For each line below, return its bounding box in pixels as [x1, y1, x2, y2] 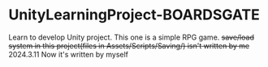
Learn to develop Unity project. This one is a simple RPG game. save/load [8, 32, 254, 42]
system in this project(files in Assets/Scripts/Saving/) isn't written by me [8, 40, 250, 50]
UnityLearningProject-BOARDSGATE [8, 6, 260, 24]
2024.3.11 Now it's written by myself [8, 49, 128, 59]
